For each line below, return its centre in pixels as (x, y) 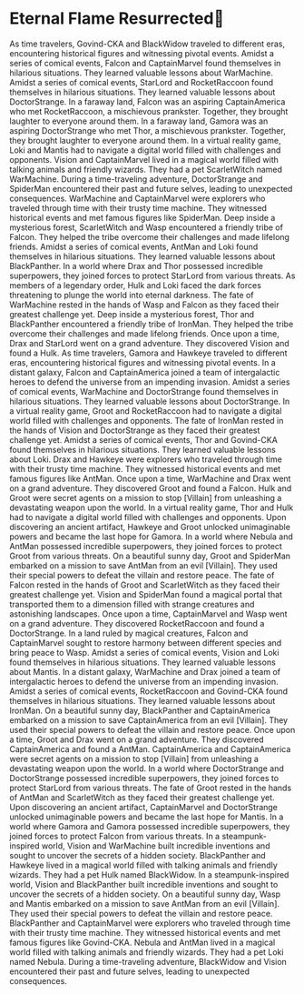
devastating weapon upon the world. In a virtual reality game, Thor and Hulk (152, 507)
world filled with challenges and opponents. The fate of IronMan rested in (147, 420)
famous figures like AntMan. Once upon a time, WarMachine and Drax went (150, 478)
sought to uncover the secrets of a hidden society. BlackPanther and (137, 855)
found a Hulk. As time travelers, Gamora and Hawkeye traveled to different (148, 353)
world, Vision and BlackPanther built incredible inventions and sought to (144, 884)
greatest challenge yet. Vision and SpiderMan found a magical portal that (146, 594)
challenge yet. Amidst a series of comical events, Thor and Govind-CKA (144, 439)
